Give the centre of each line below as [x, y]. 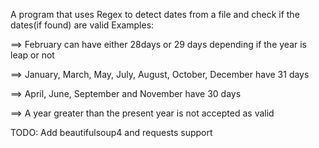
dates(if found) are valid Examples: [82, 25]
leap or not [32, 55]
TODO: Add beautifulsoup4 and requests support [111, 132]
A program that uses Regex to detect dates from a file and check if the [155, 14]
